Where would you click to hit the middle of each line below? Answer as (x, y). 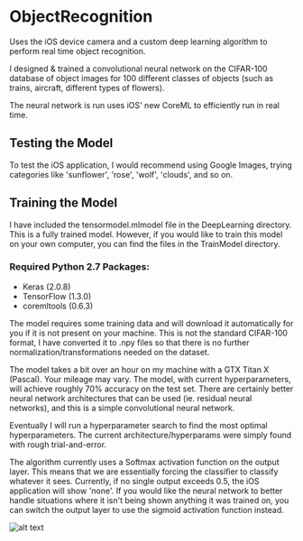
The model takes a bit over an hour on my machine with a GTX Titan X (139, 369)
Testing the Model (61, 143)
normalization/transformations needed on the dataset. (110, 352)
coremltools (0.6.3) (58, 306)
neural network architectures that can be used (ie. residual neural (131, 398)
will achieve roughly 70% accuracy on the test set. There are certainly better (151, 389)
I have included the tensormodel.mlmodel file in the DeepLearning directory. (151, 225)
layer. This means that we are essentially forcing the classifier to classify (144, 472)
